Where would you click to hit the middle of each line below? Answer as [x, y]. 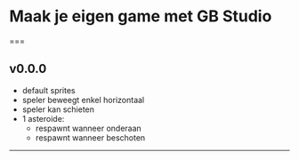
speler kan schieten [58, 109]
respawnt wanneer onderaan [89, 128]
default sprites [48, 90]
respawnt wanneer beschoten [90, 137]
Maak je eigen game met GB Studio [141, 16]
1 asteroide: [43, 118]
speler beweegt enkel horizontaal [83, 100]
